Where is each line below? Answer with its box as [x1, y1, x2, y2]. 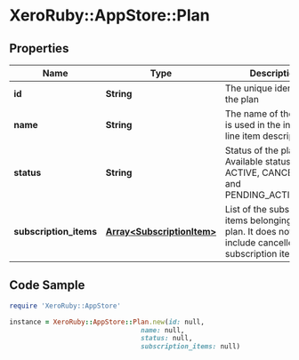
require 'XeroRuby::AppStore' [9, 301, 122, 310]
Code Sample [9, 277, 85, 293]
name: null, [141, 325, 185, 334]
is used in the [225, 119, 281, 131]
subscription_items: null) [141, 342, 241, 351]
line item [225, 130, 261, 142]
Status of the [225, 144, 279, 156]
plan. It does [225, 226, 277, 237]
